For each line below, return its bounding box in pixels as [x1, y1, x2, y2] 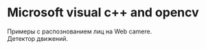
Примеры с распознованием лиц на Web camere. [7, 27, 152, 35]
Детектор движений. [7, 34, 69, 42]
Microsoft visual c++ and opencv [7, 5, 199, 20]
